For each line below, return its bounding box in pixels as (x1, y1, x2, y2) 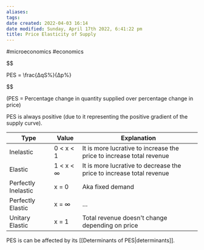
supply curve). (6, 119, 42, 127)
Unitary (9, 214, 30, 222)
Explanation (121, 134, 157, 142)
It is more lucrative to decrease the (82, 162, 182, 170)
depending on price (82, 222, 138, 230)
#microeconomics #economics (6, 48, 84, 55)
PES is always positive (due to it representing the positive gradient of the (6, 113, 188, 120)
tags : (6, 15, 20, 21)
